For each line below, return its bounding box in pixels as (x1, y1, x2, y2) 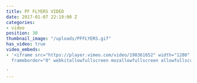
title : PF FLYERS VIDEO (6, 8, 64, 15)
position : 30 (6, 30, 38, 36)
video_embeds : (6, 47, 41, 53)
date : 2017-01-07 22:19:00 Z (6, 14, 77, 20)
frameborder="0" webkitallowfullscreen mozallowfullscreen (11, 57, 159, 63)
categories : (6, 19, 35, 25)
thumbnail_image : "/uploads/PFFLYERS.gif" (6, 36, 111, 41)
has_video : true (6, 41, 46, 47)
